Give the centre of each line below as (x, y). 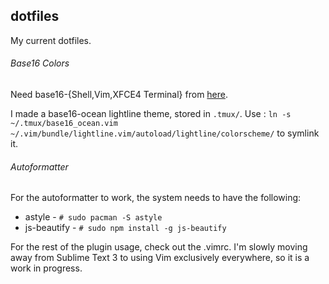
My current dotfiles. (51, 40)
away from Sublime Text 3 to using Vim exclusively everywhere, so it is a (160, 258)
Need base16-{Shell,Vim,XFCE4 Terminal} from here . (119, 95)
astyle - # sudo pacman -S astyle (93, 217)
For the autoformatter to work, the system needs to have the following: (156, 198)
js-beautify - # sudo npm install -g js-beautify (125, 228)
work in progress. (46, 268)
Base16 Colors (40, 63)
